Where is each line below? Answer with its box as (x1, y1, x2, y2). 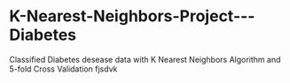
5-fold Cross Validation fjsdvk (9, 64, 118, 74)
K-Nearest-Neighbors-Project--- (9, 6, 255, 26)
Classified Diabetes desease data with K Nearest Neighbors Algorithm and (9, 54, 281, 64)
